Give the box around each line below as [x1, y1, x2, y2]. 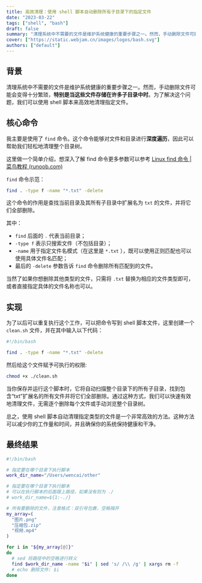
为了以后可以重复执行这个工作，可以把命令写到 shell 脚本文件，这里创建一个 [6, 319, 195, 326]
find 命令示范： [6, 175, 45, 182]
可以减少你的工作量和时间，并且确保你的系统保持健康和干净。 [6, 420, 159, 428]
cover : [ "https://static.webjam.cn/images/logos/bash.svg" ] [6, 37, 161, 43]
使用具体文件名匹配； [14, 255, 68, 262]
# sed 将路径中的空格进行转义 [11, 555, 78, 561]
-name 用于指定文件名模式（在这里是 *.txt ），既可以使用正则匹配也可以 [14, 248, 192, 255]
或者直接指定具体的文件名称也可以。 [6, 282, 96, 290]
